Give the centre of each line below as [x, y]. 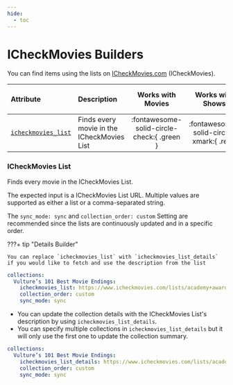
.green [170, 137]
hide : [15, 14]
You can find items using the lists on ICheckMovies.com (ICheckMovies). [111, 74]
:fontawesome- [157, 120]
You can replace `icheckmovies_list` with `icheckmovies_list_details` [113, 257]
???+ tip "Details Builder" [43, 244]
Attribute [26, 99]
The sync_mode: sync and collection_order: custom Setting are [98, 216]
